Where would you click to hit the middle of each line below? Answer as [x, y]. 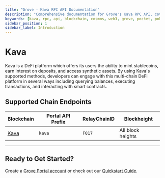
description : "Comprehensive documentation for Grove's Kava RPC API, [79, 14]
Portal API [58, 116]
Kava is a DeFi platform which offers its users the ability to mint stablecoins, [82, 66]
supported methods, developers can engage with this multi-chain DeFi [76, 76]
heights [128, 136]
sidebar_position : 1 [26, 23]
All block [129, 130]
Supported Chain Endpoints [48, 102]
